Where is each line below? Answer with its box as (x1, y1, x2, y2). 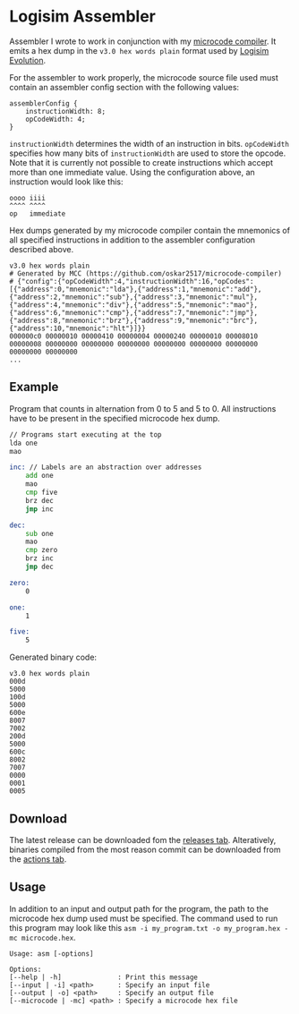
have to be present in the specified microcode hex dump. (9, 413, 221, 423)
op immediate (9, 209, 66, 218)
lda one (9, 439, 38, 447)
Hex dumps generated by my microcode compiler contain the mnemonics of (9, 225, 291, 235)
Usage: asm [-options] (9, 949, 94, 959)
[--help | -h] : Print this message (9, 973, 199, 982)
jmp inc (25, 504, 54, 514)
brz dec (25, 496, 54, 505)
